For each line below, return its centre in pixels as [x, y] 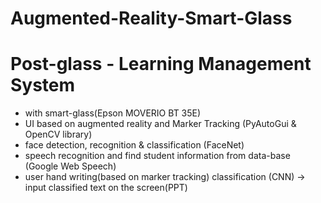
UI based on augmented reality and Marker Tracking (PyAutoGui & [160, 124]
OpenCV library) [58, 134]
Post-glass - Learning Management [161, 64]
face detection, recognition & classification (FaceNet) [134, 145]
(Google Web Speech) [70, 166]
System [43, 85]
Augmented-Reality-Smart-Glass [151, 18]
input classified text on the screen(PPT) [106, 188]
